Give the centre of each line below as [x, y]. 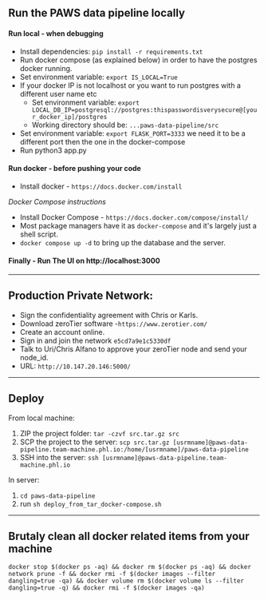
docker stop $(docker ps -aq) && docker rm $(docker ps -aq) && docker [130, 567]
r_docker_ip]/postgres [69, 117]
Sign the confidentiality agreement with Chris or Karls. [108, 315]
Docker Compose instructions [57, 201]
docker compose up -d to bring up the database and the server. [122, 242]
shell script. [39, 234]
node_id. [34, 357]
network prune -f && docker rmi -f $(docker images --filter [112, 574]
